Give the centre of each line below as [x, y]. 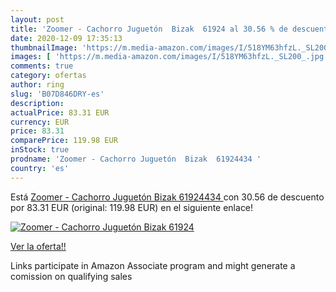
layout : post [37, 19]
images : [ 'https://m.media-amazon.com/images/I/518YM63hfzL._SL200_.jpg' [169, 57]
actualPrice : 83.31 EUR [60, 112]
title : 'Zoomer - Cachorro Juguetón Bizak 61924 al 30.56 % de [149, 29]
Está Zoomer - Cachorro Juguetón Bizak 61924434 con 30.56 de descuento [167, 197]
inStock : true [40, 150]
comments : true [42, 66]
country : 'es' [40, 168]
